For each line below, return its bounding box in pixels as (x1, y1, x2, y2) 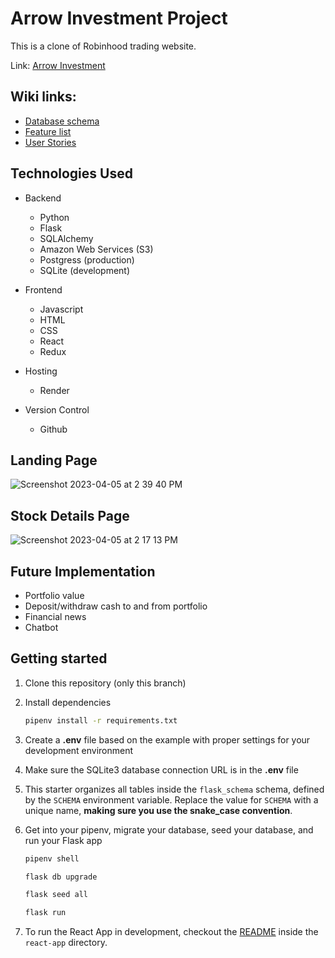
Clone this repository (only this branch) (24, 677, 187, 689)
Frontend (24, 283, 63, 296)
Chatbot (24, 622, 59, 633)
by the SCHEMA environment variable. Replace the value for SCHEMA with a (24, 793, 319, 806)
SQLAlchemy (39, 232, 94, 244)
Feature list (24, 125, 72, 137)
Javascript (39, 303, 84, 315)
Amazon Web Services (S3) (39, 243, 154, 255)
